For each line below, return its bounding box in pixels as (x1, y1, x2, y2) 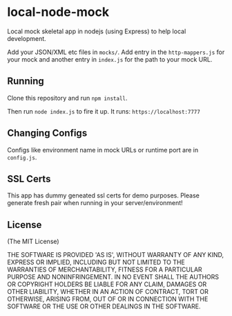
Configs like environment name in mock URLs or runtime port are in (7, 146, 199, 154)
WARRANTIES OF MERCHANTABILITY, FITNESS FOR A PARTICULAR (7, 265, 202, 274)
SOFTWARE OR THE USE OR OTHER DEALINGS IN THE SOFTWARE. (7, 302, 201, 310)
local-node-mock (7, 4, 109, 20)
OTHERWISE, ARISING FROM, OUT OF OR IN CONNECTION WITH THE (7, 295, 209, 304)
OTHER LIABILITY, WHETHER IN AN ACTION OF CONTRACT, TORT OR (7, 288, 209, 296)
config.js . (7, 153, 37, 161)
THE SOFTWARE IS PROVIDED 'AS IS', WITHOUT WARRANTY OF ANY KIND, (7, 251, 224, 259)
